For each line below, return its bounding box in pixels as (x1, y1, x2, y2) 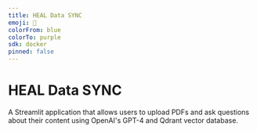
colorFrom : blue (8, 26, 61, 34)
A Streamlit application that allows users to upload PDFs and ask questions (8, 107, 250, 117)
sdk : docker (8, 41, 47, 49)
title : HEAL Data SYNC (8, 11, 82, 20)
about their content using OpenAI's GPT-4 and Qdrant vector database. (8, 115, 239, 125)
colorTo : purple (8, 33, 61, 41)
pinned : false (8, 48, 55, 56)
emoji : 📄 (8, 19, 37, 27)
